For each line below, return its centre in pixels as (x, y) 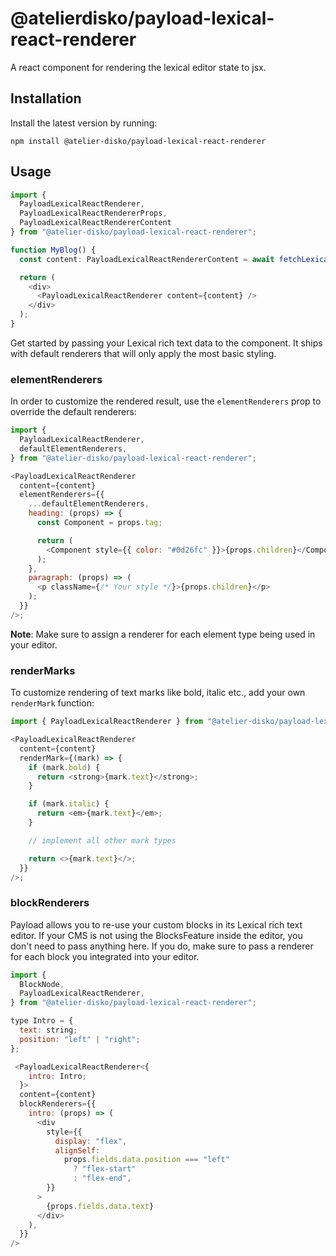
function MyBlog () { (53, 250)
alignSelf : (77, 1150)
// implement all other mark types (102, 840)
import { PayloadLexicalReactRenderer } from (106, 722)
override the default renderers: (73, 412)
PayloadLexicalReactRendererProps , (93, 213)
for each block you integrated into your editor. (105, 956)
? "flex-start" (105, 1169)
